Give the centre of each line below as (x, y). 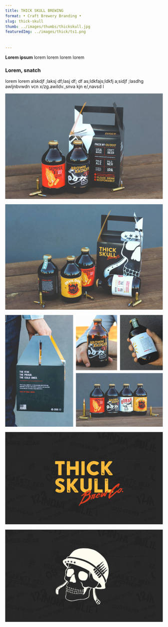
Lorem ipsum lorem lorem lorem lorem (45, 57)
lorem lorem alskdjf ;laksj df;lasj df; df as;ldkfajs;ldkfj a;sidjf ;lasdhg (74, 81)
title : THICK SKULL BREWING (34, 11)
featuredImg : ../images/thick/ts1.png (45, 32)
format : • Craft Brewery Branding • (43, 16)
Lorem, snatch (23, 70)
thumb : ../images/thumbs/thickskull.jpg (48, 27)
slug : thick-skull (24, 21)
